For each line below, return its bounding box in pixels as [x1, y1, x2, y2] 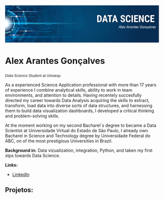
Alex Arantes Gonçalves [5, 55, 105, 66]
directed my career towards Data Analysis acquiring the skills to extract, [5, 98, 150, 103]
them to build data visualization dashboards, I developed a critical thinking [5, 108, 155, 114]
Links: [5, 162, 18, 168]
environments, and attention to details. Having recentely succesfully [5, 92, 142, 98]
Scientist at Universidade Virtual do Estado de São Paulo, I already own [5, 128, 148, 134]
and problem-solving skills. [5, 113, 60, 119]
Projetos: [5, 186, 33, 194]
